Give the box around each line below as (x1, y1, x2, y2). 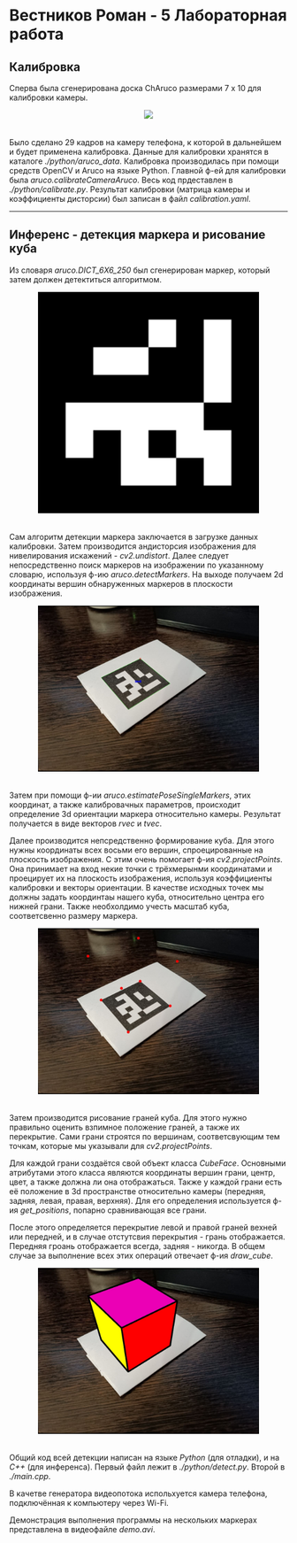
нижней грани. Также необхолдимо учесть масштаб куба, (9, 900, 230, 912)
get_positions (19, 1205, 69, 1215)
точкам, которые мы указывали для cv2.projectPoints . (9, 1140, 213, 1151)
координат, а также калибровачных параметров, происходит (9, 799, 241, 810)
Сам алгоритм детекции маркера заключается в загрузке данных (9, 531, 259, 542)
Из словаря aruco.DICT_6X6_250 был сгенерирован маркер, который (9, 265, 270, 275)
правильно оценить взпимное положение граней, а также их (9, 1122, 240, 1132)
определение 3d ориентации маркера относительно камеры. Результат (9, 808, 281, 819)
